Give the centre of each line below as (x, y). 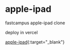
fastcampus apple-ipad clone (35, 23)
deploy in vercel (22, 32)
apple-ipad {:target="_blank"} (35, 42)
